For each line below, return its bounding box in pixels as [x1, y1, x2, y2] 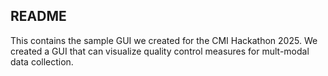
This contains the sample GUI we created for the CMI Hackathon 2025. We [10, 34, 318, 46]
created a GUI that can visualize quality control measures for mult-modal [10, 45, 310, 57]
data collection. [10, 55, 74, 68]
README [10, 8, 67, 25]
